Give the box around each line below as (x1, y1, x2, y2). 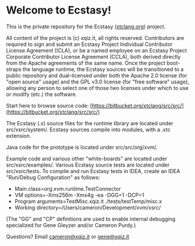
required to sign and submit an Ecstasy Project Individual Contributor (6, 41, 173, 48)
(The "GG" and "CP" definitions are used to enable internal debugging (6, 215, 176, 222)
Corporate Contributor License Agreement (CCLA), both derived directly (6, 53, 181, 60)
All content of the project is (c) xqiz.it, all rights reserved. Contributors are (6, 34, 184, 41)
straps (6, 65, 22, 72)
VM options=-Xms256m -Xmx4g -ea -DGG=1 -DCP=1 (14, 191, 144, 198)
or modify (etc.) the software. (6, 91, 78, 98)
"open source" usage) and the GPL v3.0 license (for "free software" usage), (6, 78, 190, 85)
